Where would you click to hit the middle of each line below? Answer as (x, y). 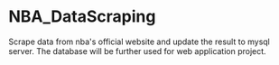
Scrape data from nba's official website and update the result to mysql (139, 42)
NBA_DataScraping (82, 17)
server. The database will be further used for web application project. (138, 51)
